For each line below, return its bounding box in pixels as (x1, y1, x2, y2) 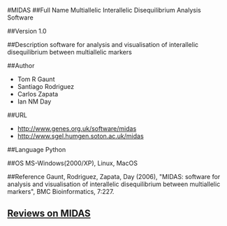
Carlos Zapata (17, 90, 59, 98)
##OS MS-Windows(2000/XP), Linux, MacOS (7, 159, 138, 167)
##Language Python (7, 146, 66, 153)
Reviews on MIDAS (7, 208, 91, 220)
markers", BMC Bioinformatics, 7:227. (7, 188, 115, 195)
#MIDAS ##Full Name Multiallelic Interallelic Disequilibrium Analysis (7, 6, 201, 14)
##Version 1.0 (7, 27, 47, 35)
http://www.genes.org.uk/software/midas (17, 125, 137, 132)
